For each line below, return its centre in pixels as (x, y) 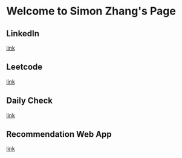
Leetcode (24, 67)
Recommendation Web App (59, 134)
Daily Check (30, 101)
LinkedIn (23, 34)
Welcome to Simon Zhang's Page (91, 11)
